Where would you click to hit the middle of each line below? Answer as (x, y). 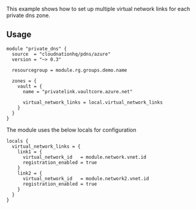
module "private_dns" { (37, 48)
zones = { (24, 81)
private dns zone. (28, 15)
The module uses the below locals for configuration (71, 130)
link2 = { (30, 173)
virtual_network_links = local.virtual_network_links (93, 102)
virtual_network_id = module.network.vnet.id (85, 157)
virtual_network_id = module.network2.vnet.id (86, 178)
